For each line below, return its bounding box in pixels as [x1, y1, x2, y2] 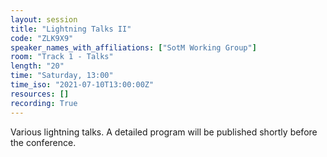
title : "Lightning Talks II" [10, 24, 132, 34]
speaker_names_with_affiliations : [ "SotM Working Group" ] [10, 42, 257, 53]
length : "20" [10, 61, 65, 71]
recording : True [10, 98, 78, 108]
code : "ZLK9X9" [10, 33, 74, 43]
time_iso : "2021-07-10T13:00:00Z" [10, 80, 155, 90]
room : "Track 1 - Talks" [10, 52, 114, 62]
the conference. [10, 136, 77, 148]
